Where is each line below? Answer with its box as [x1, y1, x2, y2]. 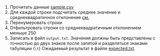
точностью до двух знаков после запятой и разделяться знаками [9, 40, 148, 46]
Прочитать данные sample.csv [9, 4, 74, 10]
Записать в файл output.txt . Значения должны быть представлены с [9, 35, 156, 41]
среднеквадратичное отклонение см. [9, 15, 90, 20]
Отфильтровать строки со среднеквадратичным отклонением [9, 25, 141, 31]
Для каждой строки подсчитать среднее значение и [9, 9, 121, 15]
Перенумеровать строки [9, 19, 63, 25]
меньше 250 [9, 30, 36, 36]
